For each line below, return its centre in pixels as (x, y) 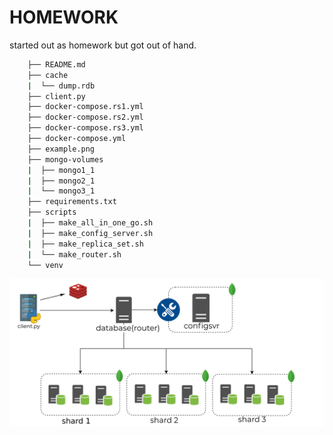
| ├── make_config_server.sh (90, 233)
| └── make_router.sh (74, 254)
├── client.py (56, 96)
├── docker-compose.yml (77, 139)
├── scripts (52, 212)
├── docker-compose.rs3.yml (85, 128)
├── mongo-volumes (65, 159)
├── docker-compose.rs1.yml (85, 107)
